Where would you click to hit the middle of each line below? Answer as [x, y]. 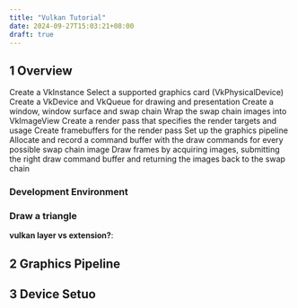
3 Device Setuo [52, 294]
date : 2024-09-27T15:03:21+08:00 [72, 26]
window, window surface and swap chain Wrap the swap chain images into [148, 111]
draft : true [31, 34]
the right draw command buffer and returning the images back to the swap [147, 159]
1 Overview [41, 70]
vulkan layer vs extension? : [61, 235]
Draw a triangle [44, 216]
